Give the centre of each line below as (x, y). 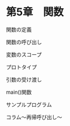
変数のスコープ (24, 54)
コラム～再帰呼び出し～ (34, 117)
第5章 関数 (35, 12)
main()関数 (19, 92)
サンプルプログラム (29, 104)
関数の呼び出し (24, 42)
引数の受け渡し (24, 79)
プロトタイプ (21, 67)
